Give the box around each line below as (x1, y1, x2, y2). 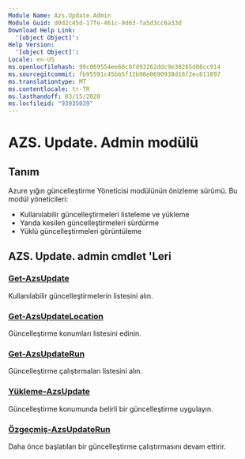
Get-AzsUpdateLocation (8, 310, 104, 322)
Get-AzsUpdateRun (8, 348, 85, 359)
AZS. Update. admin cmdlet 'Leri (8, 250, 171, 263)
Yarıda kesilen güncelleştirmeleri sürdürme (19, 218, 160, 228)
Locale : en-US (8, 56, 55, 64)
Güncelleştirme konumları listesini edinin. (8, 329, 142, 338)
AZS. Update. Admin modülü (8, 134, 199, 152)
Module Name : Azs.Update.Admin (8, 11, 111, 20)
